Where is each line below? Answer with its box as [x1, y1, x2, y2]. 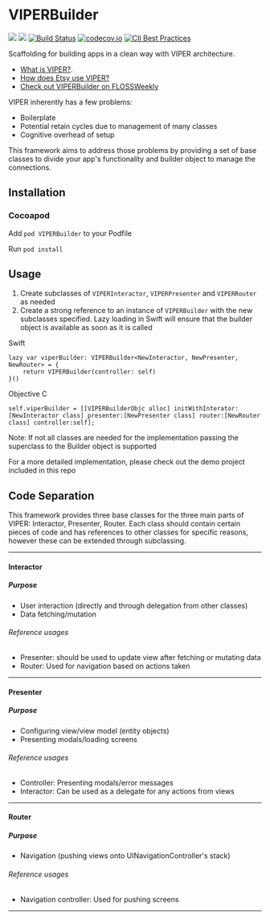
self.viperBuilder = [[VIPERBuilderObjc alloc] [8, 405, 171, 413]
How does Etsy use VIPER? [19, 72, 110, 82]
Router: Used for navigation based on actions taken [19, 662, 190, 671]
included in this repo [8, 465, 76, 476]
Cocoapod [8, 210, 51, 221]
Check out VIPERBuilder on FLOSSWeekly [19, 81, 159, 91]
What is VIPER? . [19, 64, 73, 74]
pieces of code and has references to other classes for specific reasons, [8, 527, 249, 537]
